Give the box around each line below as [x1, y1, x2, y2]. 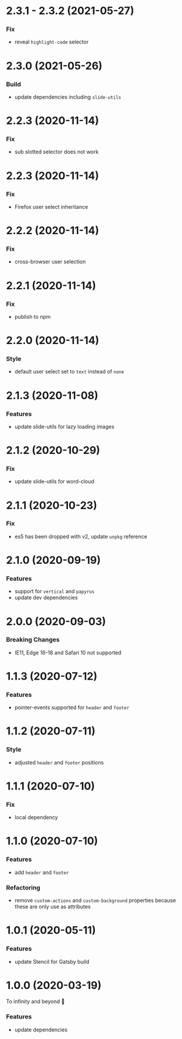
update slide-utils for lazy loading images [14, 423, 115, 430]
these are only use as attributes [14, 903, 91, 910]
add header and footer [14, 868, 69, 876]
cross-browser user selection [14, 258, 86, 265]
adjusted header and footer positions [14, 759, 104, 766]
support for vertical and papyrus [14, 588, 95, 595]
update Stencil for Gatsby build [14, 958, 90, 965]
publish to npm [14, 313, 51, 320]
